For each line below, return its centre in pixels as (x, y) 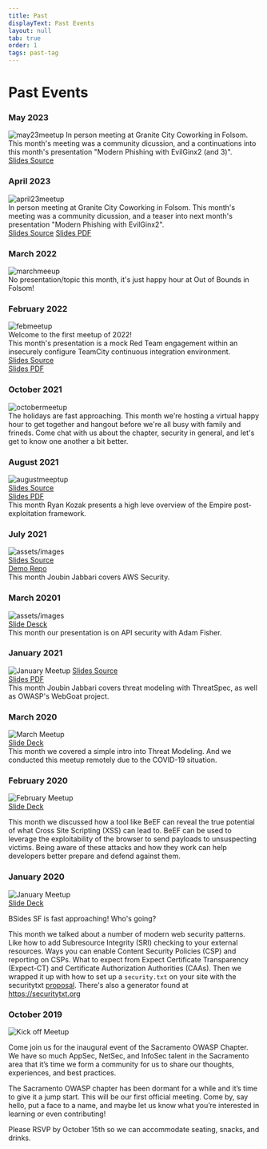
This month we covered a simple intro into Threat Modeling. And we (120, 752)
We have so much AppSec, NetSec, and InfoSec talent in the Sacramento (129, 1056)
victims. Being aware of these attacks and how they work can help (118, 848)
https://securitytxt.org (45, 994)
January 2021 (36, 653)
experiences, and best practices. (62, 1073)
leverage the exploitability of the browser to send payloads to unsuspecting (133, 839)
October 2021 (35, 389)
